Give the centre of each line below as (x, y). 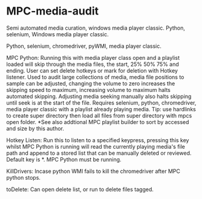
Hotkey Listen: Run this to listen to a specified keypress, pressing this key (98, 140)
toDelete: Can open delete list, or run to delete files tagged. (80, 189)
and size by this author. (35, 128)
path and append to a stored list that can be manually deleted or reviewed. (99, 153)
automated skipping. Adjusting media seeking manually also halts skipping (99, 96)
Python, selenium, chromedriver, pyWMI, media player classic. (84, 46)
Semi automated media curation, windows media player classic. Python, (96, 28)
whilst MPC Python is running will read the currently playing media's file (96, 146)
